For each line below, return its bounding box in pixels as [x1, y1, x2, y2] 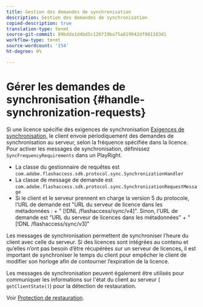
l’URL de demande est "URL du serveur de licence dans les [15, 201, 163, 208]
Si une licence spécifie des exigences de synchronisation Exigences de [6, 126, 185, 133]
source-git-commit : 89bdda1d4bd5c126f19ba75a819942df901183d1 [6, 32, 167, 38]
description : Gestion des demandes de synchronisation [6, 15, 148, 21]
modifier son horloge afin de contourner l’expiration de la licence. [6, 257, 170, 265]
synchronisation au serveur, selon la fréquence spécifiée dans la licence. [6, 138, 188, 146]
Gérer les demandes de [6, 79, 126, 93]
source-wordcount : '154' [6, 43, 69, 49]
